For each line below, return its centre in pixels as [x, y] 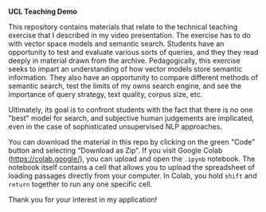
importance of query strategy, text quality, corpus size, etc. [106, 94]
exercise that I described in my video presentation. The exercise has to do [129, 35]
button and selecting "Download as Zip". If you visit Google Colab [115, 150]
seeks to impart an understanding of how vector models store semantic [125, 69]
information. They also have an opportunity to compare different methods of [133, 77]
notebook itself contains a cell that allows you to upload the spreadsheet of [131, 167]
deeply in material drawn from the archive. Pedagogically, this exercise [124, 60]
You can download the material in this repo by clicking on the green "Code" [132, 142]
